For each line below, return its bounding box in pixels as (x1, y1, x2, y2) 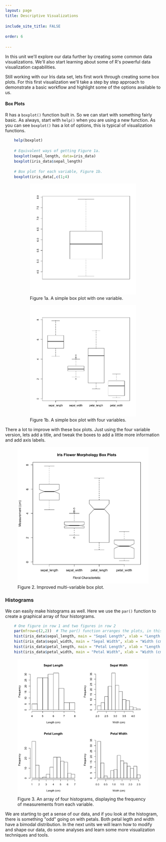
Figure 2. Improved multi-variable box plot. (17, 584, 105, 590)
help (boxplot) (14, 138, 43, 143)
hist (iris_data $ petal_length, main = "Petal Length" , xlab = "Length (14, 644, 161, 649)
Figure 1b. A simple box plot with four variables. (30, 417, 126, 423)
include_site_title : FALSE (5, 24, 61, 29)
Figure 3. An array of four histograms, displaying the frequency (17, 796, 146, 802)
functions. (5, 128, 26, 134)
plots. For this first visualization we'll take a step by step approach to (5, 79, 145, 85)
